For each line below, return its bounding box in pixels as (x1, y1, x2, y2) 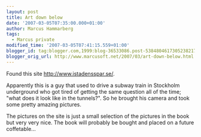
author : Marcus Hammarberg (6, 25, 74, 32)
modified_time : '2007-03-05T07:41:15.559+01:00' (6, 43, 130, 49)
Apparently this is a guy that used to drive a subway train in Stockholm (6, 82, 180, 89)
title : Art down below (6, 14, 63, 20)
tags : (6, 31, 20, 37)
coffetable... (6, 125, 36, 132)
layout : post (6, 8, 39, 15)
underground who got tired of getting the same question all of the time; (6, 88, 181, 95)
